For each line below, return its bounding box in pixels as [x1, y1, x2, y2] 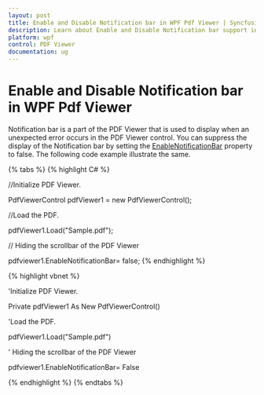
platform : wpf [8, 33, 55, 42]
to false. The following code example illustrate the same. [8, 149, 191, 159]
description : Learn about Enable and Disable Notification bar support [8, 26, 247, 34]
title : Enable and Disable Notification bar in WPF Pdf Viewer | [8, 19, 226, 27]
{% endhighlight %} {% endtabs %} [8, 378, 123, 387]
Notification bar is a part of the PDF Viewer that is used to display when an [8, 124, 250, 133]
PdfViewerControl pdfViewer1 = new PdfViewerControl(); [8, 195, 192, 204]
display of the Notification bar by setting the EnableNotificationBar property [8, 141, 253, 150]
